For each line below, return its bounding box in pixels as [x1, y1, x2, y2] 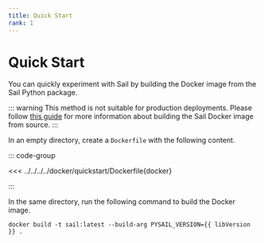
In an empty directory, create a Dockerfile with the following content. [8, 136, 235, 145]
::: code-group [8, 151, 56, 160]
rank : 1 [8, 19, 34, 27]
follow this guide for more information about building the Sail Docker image [8, 112, 254, 121]
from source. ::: [8, 120, 59, 129]
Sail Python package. [8, 88, 78, 98]
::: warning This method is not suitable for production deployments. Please [8, 103, 253, 113]
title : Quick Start [8, 11, 73, 20]
